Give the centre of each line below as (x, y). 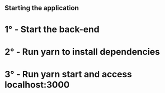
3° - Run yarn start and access (68, 74)
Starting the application (42, 8)
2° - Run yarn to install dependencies (82, 52)
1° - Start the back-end (52, 29)
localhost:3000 (37, 84)
